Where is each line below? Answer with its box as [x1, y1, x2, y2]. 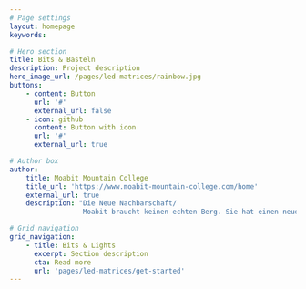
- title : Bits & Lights [25, 241, 117, 250]
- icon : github [25, 115, 84, 124]
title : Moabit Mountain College [25, 173, 148, 182]
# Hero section [9, 46, 67, 56]
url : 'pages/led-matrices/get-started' [33, 266, 185, 275]
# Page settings [9, 13, 71, 23]
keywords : [9, 30, 47, 39]
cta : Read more [33, 257, 92, 267]
